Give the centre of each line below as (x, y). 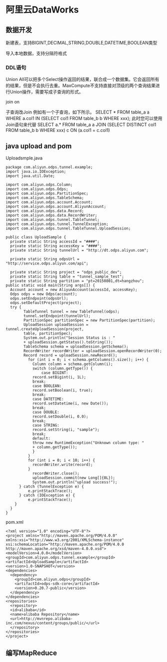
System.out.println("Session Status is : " (69, 338)
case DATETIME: (48, 399)
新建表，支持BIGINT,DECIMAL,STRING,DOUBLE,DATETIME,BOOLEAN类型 (82, 43)
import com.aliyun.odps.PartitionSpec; (47, 193)
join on (13, 102)
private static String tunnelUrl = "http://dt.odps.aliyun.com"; (80, 250)
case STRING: (46, 425)
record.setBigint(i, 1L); (59, 377)
